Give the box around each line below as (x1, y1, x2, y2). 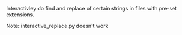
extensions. (6, 11, 34, 18)
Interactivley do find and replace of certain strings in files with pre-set (6, 5, 177, 12)
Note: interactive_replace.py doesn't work (6, 23, 108, 29)
